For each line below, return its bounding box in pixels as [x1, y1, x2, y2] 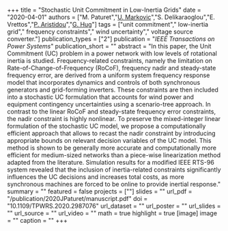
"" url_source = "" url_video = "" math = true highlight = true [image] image [7, 209, 217, 217]
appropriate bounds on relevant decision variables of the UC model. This [7, 137, 212, 144]
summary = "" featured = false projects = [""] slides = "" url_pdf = [7, 187, 193, 195]
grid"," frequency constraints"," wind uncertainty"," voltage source [7, 27, 193, 36]
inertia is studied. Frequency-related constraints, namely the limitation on [7, 57, 213, 64]
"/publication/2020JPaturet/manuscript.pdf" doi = [7, 195, 148, 202]
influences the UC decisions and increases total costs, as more [7, 173, 184, 180]
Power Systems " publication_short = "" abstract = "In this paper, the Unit [7, 42, 212, 50]
